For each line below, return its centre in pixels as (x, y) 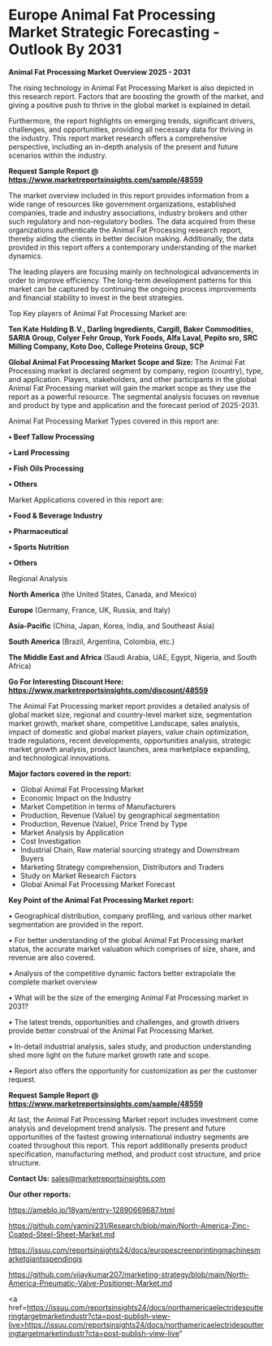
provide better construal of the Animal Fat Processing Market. (112, 1031)
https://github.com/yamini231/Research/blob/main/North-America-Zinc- (129, 1226)
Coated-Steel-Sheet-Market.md (62, 1234)
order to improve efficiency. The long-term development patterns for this (130, 280)
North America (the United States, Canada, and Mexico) (103, 594)
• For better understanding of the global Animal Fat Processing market (126, 940)
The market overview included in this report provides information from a (129, 195)
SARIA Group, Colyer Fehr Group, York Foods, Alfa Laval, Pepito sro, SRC (133, 337)
